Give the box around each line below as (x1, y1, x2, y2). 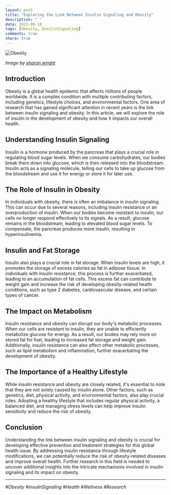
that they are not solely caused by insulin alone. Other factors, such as (5, 386, 153, 393)
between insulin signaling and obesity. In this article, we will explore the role (5, 110, 164, 116)
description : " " (5, 17, 42, 22)
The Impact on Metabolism (5, 307, 92, 316)
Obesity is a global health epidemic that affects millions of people (5, 88, 142, 94)
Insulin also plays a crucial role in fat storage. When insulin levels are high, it (5, 259, 165, 266)
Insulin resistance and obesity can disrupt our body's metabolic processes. (5, 320, 163, 326)
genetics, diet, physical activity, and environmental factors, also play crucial (5, 392, 164, 398)
